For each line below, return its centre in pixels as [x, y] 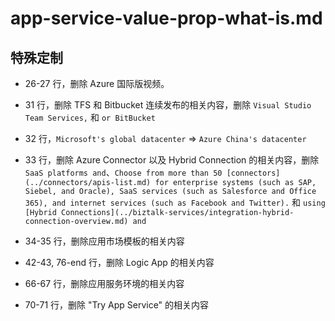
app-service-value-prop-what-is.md [166, 18]
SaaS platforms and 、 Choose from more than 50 [123, 172]
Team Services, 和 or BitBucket [90, 117]
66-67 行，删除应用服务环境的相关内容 [104, 283]
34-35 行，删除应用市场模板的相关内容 [104, 241]
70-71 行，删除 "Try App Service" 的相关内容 [117, 305]
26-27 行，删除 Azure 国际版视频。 [97, 83]
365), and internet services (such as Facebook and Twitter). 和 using [175, 202]
